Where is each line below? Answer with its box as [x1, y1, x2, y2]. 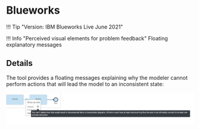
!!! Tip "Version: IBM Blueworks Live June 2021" [6, 23, 123, 30]
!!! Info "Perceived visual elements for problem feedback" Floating [6, 34, 168, 42]
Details [6, 58, 33, 68]
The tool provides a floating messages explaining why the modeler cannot [6, 74, 188, 81]
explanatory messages [6, 41, 62, 48]
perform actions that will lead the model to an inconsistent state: [6, 80, 164, 87]
